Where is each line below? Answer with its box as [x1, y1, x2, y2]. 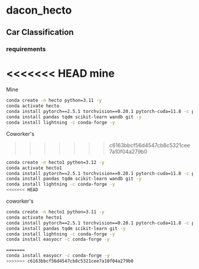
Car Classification [6, 27, 74, 37]
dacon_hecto [6, 4, 72, 17]
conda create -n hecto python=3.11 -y [6, 98, 102, 103]
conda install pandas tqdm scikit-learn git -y [6, 225, 126, 231]
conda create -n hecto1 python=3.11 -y [6, 209, 105, 215]
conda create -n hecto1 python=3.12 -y [6, 159, 105, 166]
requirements [6, 45, 46, 53]
